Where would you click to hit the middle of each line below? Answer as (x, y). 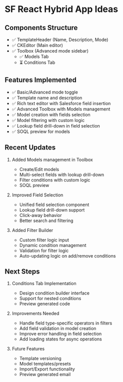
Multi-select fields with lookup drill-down (62, 174)
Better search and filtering (46, 220)
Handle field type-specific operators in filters (66, 323)
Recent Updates (30, 148)
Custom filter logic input (44, 240)
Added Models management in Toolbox (52, 159)
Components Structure (41, 28)
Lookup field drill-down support (52, 210)
